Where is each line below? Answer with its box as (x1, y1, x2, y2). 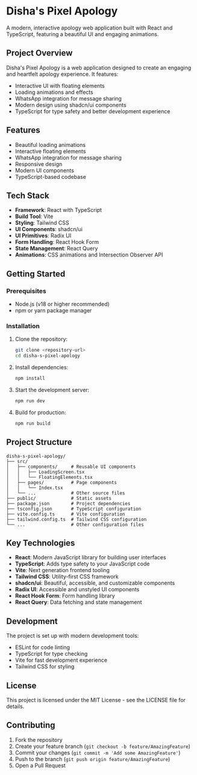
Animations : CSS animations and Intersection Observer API (14, 251, 163, 258)
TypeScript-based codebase (14, 173, 86, 180)
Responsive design (14, 160, 63, 167)
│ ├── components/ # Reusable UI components (6, 464, 136, 470)
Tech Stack (6, 190, 49, 201)
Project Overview (6, 48, 73, 58)
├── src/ (6, 458, 28, 464)
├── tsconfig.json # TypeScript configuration (6, 506, 142, 512)
